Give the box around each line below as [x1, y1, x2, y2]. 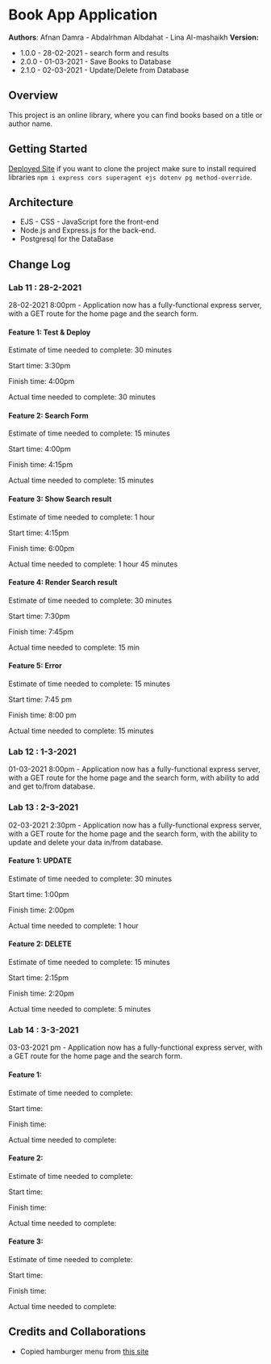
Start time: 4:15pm [8, 528, 69, 537]
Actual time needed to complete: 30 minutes [8, 392, 156, 402]
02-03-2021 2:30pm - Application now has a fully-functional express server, [8, 820, 262, 830]
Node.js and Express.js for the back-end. [19, 225, 156, 235]
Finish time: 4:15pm [8, 460, 73, 469]
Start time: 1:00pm [8, 889, 70, 899]
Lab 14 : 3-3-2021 [8, 1025, 79, 1035]
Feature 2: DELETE [8, 939, 72, 949]
